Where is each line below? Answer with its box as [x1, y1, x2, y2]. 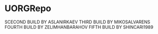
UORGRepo [4, 3, 52, 14]
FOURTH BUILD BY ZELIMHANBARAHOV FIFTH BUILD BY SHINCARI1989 [4, 24, 154, 30]
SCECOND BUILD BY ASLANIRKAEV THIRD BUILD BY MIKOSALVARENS [4, 19, 151, 25]
